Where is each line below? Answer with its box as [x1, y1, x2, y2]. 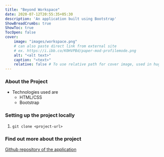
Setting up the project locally [5, 112, 75, 119]
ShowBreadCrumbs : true [5, 21, 51, 26]
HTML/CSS [19, 94, 42, 101]
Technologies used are [12, 89, 59, 95]
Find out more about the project [5, 135, 82, 142]
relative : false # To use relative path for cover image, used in [14, 62, 152, 67]
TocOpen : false [5, 30, 36, 35]
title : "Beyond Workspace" [5, 7, 60, 12]
